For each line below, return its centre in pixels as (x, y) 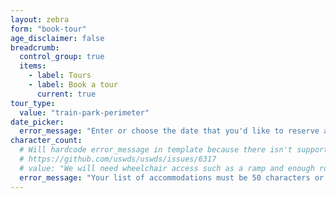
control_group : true (62, 57)
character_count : (46, 141)
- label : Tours (60, 76)
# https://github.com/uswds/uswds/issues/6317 (118, 159)
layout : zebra (40, 19)
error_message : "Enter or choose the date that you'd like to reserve (169, 131)
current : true (66, 94)
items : (33, 66)
